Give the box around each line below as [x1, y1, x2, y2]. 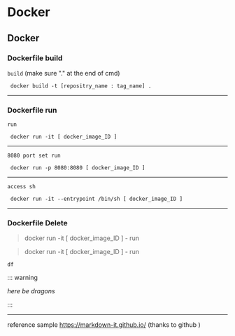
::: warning [7, 274, 38, 282]
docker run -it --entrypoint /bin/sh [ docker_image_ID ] [10, 195, 183, 203]
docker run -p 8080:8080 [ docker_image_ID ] [10, 164, 145, 171]
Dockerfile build [7, 53, 63, 63]
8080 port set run [7, 152, 61, 160]
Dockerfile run [7, 105, 57, 115]
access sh [7, 183, 36, 190]
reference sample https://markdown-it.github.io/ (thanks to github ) [7, 321, 201, 329]
